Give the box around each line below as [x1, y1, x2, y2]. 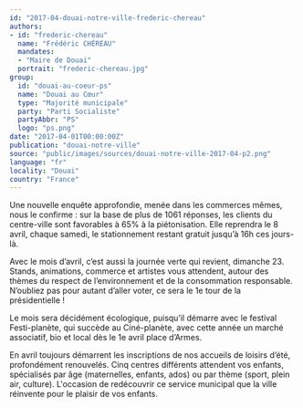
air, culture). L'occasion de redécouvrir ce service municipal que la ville [9, 379, 277, 390]
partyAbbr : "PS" [17, 115, 79, 124]
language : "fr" [9, 157, 68, 167]
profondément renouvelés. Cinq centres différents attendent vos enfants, [9, 360, 285, 371]
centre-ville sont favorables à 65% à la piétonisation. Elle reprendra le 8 [9, 219, 278, 230]
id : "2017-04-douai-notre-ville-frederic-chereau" [9, 13, 206, 23]
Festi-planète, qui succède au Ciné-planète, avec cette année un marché [9, 322, 284, 333]
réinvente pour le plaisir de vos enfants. [9, 389, 158, 400]
